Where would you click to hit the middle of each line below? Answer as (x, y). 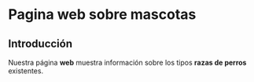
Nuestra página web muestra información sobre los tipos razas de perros (127, 62)
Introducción (40, 44)
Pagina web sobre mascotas (102, 15)
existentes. (26, 71)
